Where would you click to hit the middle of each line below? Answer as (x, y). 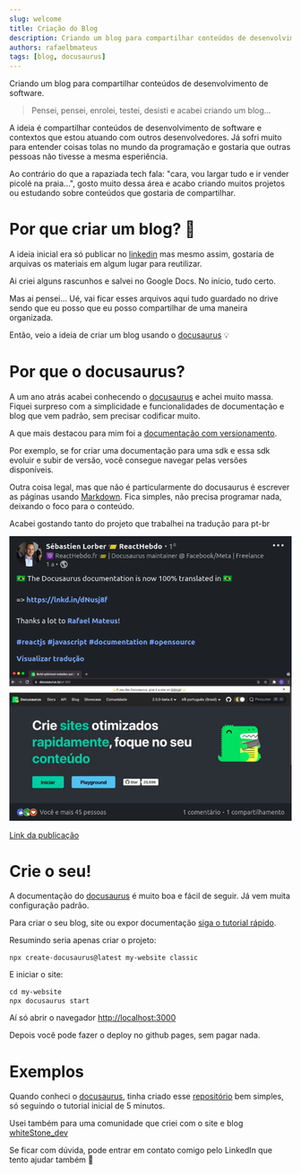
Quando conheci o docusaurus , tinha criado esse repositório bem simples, (146, 1097)
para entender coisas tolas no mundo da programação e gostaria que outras (150, 147)
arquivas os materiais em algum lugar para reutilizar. (106, 264)
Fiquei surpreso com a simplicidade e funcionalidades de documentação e (147, 406)
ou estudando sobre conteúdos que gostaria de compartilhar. (122, 193)
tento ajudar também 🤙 (52, 1160)
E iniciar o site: (36, 975)
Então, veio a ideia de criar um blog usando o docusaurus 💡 (120, 335)
